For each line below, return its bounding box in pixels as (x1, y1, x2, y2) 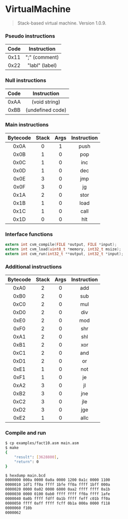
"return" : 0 (14, 459, 39, 464)
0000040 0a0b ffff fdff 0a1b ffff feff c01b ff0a (5, 496, 111, 501)
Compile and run (5, 429, 46, 436)
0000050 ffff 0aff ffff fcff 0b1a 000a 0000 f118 (5, 501, 111, 506)
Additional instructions (5, 263, 62, 270)
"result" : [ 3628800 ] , (14, 455, 59, 460)
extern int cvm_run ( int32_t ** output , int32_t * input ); (5, 251, 124, 256)
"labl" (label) (27, 62, 57, 69)
